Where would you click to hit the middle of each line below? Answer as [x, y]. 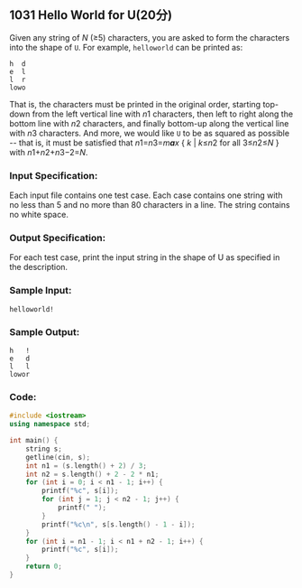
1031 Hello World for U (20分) [91, 15]
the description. [39, 267]
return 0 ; [44, 566]
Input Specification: [54, 175]
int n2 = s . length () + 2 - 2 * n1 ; [92, 474]
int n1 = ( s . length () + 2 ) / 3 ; [86, 466]
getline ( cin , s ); [58, 457]
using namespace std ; [50, 425]
